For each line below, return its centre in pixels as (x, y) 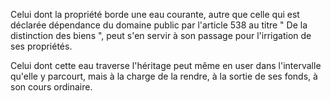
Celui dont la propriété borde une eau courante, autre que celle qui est (155, 14)
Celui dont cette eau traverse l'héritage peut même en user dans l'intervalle (166, 65)
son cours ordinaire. (51, 87)
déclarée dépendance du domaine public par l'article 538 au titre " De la (159, 25)
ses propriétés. (41, 46)
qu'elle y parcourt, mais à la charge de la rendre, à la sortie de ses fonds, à (164, 76)
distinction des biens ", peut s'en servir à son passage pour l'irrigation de (161, 35)
